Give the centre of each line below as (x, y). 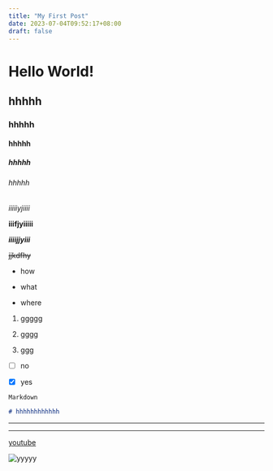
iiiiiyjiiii (19, 208)
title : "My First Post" (49, 16)
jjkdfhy (19, 255)
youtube (22, 443)
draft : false (30, 31)
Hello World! (51, 71)
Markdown (23, 398)
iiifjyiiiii (21, 224)
